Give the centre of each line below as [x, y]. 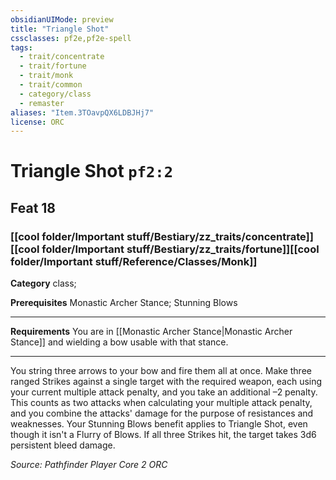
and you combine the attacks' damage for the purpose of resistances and [162, 413]
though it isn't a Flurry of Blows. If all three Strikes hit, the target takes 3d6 [163, 435]
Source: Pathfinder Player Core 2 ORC [89, 465]
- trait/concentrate [62, 57]
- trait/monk [46, 76]
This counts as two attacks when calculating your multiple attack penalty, [161, 403]
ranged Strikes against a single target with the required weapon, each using [166, 382]
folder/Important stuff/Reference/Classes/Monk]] [134, 261]
